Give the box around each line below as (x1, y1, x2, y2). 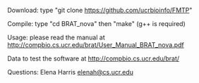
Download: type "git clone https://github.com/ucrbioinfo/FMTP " (7, 6, 193, 14)
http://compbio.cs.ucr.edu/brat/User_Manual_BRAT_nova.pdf (7, 41, 185, 49)
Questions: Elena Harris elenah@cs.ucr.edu (7, 68, 134, 76)
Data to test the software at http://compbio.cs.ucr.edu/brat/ (7, 54, 180, 63)
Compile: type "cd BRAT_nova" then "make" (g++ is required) (7, 20, 186, 27)
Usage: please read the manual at (7, 33, 105, 41)
